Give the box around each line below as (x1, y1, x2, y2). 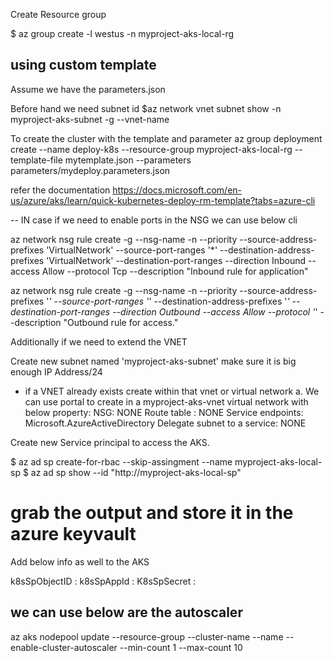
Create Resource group (10, 9, 107, 20)
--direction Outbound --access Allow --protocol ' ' (112, 305, 318, 318)
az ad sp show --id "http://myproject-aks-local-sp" (30, 466, 242, 478)
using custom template (10, 57, 157, 74)
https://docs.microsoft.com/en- (112, 184, 242, 196)
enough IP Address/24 (10, 365, 103, 378)
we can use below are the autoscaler (10, 604, 243, 621)
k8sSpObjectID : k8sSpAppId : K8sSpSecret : (10, 575, 197, 587)
